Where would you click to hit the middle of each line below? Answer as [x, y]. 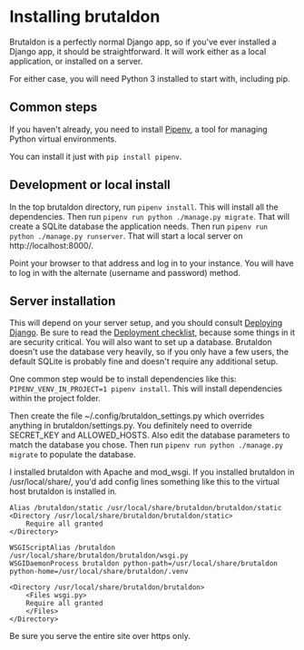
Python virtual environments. [64, 139]
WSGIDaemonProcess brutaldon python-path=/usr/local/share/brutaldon [144, 564]
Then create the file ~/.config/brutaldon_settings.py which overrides [137, 416]
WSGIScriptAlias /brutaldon [63, 548]
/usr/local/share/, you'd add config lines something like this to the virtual [144, 482]
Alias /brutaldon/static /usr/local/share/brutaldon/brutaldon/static [146, 508]
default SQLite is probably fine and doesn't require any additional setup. [144, 361]
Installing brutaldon [85, 17]
